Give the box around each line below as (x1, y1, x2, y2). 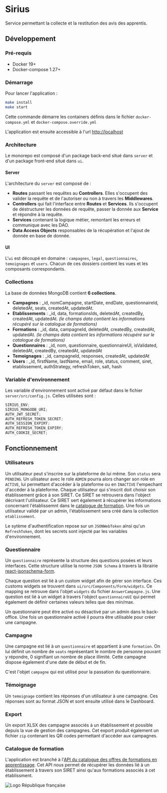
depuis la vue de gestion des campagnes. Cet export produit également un (5, 727, 159, 733)
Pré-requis (5, 50, 32, 57)
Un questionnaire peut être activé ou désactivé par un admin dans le (5, 609, 146, 615)
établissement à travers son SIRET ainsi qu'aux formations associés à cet (5, 767, 156, 773)
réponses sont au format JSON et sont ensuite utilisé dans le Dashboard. (5, 698, 155, 704)
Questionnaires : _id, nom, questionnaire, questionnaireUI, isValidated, (12, 342, 158, 348)
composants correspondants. (5, 266, 66, 272)
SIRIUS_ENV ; (5, 402, 30, 407)
